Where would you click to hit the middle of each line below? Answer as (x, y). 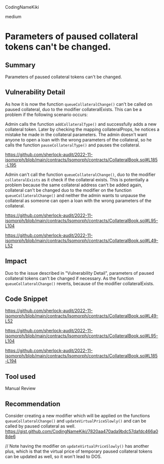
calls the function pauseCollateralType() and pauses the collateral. (73, 145)
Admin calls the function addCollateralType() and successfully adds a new (81, 124)
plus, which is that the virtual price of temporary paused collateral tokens (79, 451)
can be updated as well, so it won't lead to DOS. (53, 457)
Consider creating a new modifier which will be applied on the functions (78, 416)
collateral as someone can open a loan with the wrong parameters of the (78, 201)
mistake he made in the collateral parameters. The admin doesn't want (76, 134)
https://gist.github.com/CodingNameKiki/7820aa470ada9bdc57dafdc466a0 (82, 432)
